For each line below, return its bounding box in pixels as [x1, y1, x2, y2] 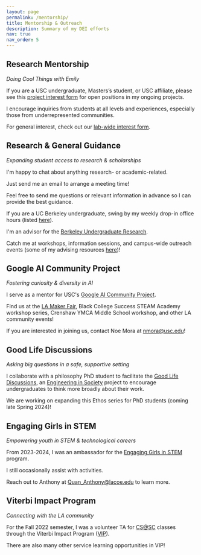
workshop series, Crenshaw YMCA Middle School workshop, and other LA [6, 309, 191, 317]
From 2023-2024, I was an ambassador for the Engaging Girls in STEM [6, 449, 183, 456]
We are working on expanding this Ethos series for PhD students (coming [6, 397, 188, 404]
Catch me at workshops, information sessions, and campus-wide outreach [6, 239, 192, 247]
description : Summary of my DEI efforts [6, 25, 110, 32]
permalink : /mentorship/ [6, 14, 69, 21]
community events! [6, 316, 54, 323]
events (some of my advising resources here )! [6, 246, 121, 253]
